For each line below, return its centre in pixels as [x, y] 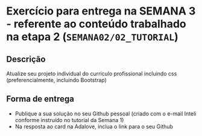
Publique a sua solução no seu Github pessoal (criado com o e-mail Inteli [106, 114]
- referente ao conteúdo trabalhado [96, 24]
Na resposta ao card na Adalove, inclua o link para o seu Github [94, 126]
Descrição [26, 59]
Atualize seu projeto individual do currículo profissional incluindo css [92, 73]
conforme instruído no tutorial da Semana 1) [69, 120]
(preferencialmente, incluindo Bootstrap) [57, 80]
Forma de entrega [40, 99]
